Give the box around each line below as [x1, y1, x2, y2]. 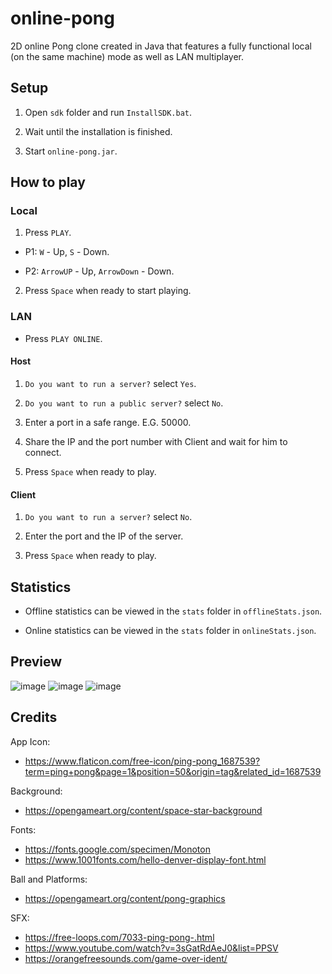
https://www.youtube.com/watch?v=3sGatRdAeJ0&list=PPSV [24, 942, 279, 954]
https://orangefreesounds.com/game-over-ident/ [24, 952, 228, 964]
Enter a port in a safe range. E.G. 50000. [24, 416, 192, 428]
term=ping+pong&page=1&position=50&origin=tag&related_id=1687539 [24, 765, 322, 777]
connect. [24, 446, 62, 458]
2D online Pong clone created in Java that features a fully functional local [10, 40, 312, 52]
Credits [10, 709, 58, 726]
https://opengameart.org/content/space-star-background [24, 804, 263, 816]
